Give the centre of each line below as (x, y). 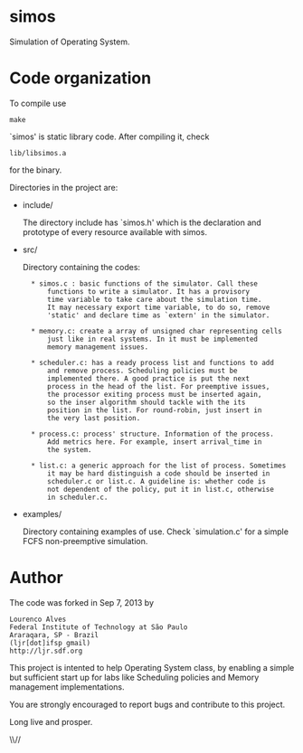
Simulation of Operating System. (70, 42)
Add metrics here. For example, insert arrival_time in (154, 442)
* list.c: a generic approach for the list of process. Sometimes (159, 466)
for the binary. (36, 170)
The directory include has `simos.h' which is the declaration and (142, 222)
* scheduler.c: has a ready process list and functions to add (152, 362)
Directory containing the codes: (81, 267)
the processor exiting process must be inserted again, (154, 394)
